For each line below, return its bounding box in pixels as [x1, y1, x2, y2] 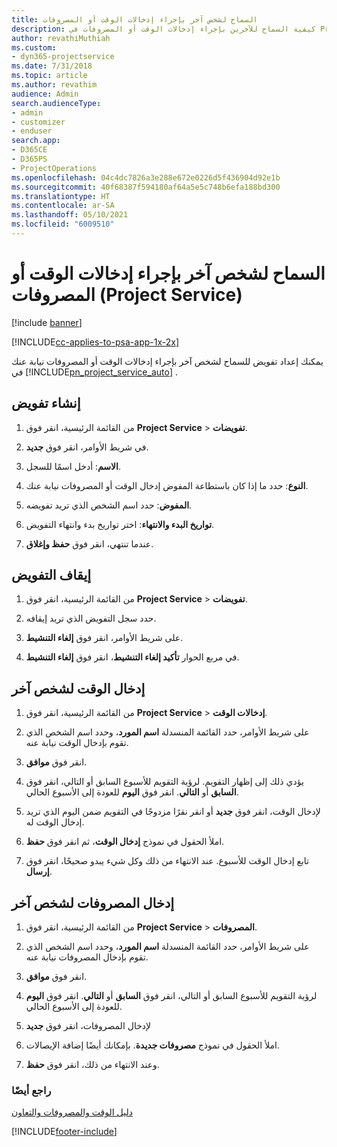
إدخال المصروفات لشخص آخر [11, 894, 175, 911]
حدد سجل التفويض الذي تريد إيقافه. [25, 612, 157, 625]
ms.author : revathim [11, 80, 98, 90]
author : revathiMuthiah [11, 33, 111, 43]
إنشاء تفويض [11, 395, 81, 412]
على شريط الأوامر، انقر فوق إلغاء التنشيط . [25, 632, 184, 644]
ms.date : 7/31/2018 [11, 61, 93, 71]
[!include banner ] [11, 316, 83, 328]
